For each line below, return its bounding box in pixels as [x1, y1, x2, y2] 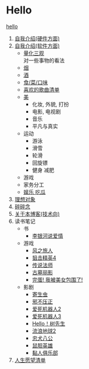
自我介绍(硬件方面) [14, 35, 60, 42]
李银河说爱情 [32, 232, 63, 239]
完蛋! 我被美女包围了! [32, 276, 83, 283]
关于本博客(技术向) [14, 210, 60, 217]
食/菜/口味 [23, 78, 48, 85]
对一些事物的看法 [23, 57, 65, 64]
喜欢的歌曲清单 [23, 86, 60, 93]
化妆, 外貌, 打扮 [32, 101, 69, 108]
